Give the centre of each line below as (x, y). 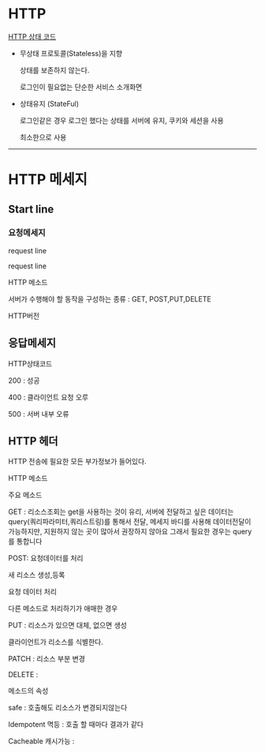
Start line (31, 209)
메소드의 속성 (28, 691)
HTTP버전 (24, 316)
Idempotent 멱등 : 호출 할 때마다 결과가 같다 (76, 725)
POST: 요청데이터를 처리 (46, 558)
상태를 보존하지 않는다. (54, 70)
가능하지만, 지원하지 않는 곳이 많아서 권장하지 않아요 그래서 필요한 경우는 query (130, 532)
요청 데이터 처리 (33, 592)
